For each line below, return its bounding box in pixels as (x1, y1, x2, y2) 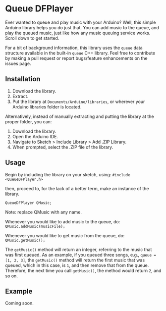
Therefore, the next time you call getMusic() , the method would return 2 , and (5, 267, 162, 273)
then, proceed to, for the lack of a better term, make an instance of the (5, 185, 150, 191)
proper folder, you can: (5, 118, 52, 124)
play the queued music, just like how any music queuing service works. (5, 30, 151, 36)
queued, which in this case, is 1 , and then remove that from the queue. (5, 262, 149, 268)
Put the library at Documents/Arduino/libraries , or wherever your (12, 99, 145, 104)
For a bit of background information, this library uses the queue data (5, 45, 143, 51)
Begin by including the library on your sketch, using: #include (5, 171, 130, 177)
